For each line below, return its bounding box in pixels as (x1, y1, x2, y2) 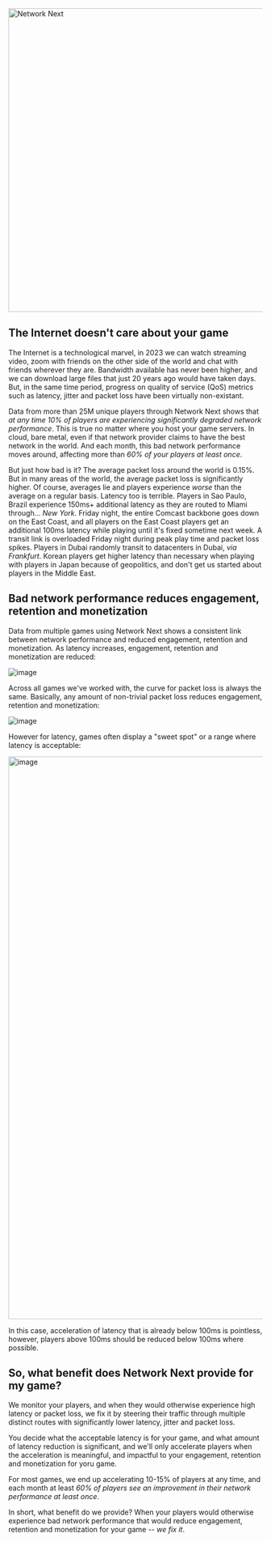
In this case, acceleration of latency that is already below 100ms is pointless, (8, 1325, 263, 1335)
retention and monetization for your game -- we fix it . (8, 1525, 186, 1535)
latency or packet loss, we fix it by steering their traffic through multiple (8, 1408, 246, 1419)
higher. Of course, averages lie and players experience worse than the (8, 482, 242, 492)
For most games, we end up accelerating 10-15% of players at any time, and (8, 1475, 261, 1485)
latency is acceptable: (8, 740, 81, 750)
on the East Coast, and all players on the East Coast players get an (8, 516, 230, 526)
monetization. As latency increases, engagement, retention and (8, 643, 219, 652)
